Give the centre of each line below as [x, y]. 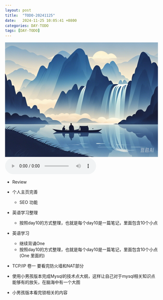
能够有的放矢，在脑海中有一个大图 [46, 282]
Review [19, 182]
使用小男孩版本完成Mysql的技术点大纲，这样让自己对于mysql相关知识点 [84, 276]
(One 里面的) [32, 256]
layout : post [18, 10]
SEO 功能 [28, 202]
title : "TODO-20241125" [30, 15]
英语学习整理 [25, 213]
